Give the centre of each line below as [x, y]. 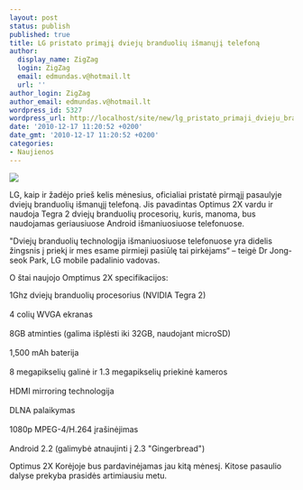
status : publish [40, 26]
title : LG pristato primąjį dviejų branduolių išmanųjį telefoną [134, 43]
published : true [40, 34]
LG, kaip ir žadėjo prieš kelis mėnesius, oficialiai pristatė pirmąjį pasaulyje [146, 194]
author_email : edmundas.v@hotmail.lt [80, 102]
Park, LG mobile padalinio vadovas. [95, 260]
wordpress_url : [38, 118]
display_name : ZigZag [58, 60]
